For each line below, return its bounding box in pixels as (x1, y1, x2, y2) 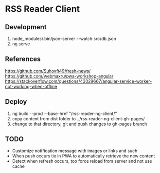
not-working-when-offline (5, 83, 57, 89)
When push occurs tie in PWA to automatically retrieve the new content (12, 153, 155, 159)
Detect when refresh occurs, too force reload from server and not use (12, 158, 152, 164)
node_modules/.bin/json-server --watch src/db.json (12, 36, 117, 41)
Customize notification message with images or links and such (12, 148, 138, 154)
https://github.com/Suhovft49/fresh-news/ (5, 68, 91, 74)
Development (5, 23, 47, 31)
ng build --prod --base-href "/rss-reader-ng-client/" (12, 111, 117, 116)
